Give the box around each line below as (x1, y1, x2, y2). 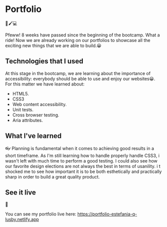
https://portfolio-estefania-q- (77, 211, 137, 217)
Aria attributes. (12, 117, 43, 123)
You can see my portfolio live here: (5, 211, 76, 217)
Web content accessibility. (12, 101, 67, 107)
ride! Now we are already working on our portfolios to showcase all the (5, 37, 151, 43)
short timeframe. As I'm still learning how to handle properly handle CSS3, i (5, 152, 160, 158)
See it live (5, 188, 36, 196)
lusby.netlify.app (5, 216, 39, 222)
